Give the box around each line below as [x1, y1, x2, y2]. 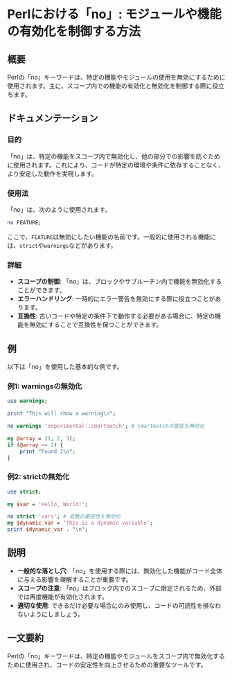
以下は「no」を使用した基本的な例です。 [7, 362, 123, 370]
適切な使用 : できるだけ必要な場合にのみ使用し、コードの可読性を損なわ [17, 601, 222, 609]
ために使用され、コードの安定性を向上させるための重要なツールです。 [7, 660, 207, 669]
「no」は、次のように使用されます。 [7, 205, 111, 213]
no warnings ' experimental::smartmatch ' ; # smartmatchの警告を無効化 [7, 423, 205, 430]
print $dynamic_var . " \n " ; [7, 526, 89, 533]
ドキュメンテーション [7, 112, 98, 125]
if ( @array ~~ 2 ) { [7, 441, 64, 449]
